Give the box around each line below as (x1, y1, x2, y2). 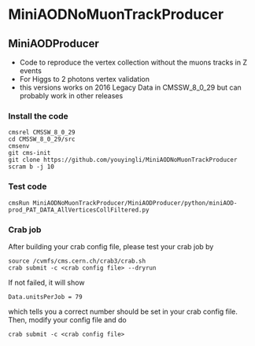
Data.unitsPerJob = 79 (8, 293, 83, 300)
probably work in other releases (19, 91, 124, 100)
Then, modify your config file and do (8, 315, 128, 324)
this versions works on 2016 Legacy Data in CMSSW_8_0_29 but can (19, 83, 242, 92)
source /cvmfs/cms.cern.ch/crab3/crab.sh (8, 257, 146, 265)
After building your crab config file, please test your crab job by (8, 241, 214, 251)
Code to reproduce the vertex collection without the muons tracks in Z (19, 57, 248, 67)
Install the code (8, 110, 68, 121)
